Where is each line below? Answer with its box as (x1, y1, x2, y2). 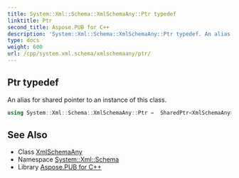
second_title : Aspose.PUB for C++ (7, 23, 110, 31)
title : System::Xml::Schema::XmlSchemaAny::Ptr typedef (7, 10, 176, 18)
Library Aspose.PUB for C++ (17, 163, 102, 172)
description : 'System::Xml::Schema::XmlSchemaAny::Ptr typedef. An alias (7, 30, 231, 38)
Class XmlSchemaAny (17, 147, 83, 157)
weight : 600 (7, 43, 43, 51)
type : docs (7, 37, 40, 44)
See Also (7, 129, 48, 141)
